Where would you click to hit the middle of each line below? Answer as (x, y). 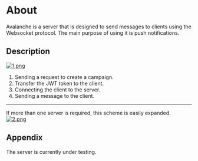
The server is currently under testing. (51, 152)
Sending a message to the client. (55, 96)
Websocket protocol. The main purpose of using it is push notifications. (93, 32)
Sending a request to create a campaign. (64, 77)
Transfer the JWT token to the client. (59, 83)
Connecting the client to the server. (57, 90)
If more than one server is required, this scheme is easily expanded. (88, 113)
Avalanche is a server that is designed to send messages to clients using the (99, 27)
